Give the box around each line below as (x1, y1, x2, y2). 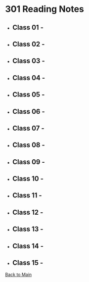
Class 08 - (12, 141, 45, 149)
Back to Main (5, 272, 32, 278)
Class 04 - (12, 73, 45, 82)
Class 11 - (12, 191, 42, 200)
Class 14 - (12, 241, 44, 250)
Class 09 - (12, 157, 45, 166)
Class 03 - (12, 57, 45, 65)
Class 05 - (12, 91, 45, 99)
